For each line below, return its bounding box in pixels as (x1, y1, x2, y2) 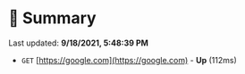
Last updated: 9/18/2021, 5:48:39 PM (8, 37, 149, 48)
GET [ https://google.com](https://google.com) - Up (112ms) (21, 54, 238, 65)
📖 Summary (8, 8, 97, 29)
